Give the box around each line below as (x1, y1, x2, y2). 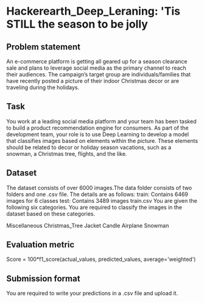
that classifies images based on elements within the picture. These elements (6, 137, 199, 144)
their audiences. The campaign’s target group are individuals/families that (6, 71, 191, 78)
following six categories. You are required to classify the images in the (6, 203, 183, 211)
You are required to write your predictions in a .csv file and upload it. (6, 290, 178, 297)
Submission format (6, 273, 80, 283)
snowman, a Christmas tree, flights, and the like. (6, 150, 127, 157)
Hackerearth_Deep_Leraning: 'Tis (6, 4, 181, 18)
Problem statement (6, 42, 81, 52)
